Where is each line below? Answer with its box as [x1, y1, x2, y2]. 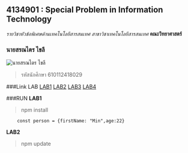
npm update [20, 140, 51, 148]
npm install [20, 106, 49, 113]
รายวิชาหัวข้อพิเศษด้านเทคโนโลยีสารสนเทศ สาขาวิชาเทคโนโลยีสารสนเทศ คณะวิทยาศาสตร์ [6, 30, 182, 37]
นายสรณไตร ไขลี [6, 45, 45, 53]
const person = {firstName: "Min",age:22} [17, 118, 125, 124]
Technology [6, 14, 52, 25]
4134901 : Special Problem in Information [6, 5, 163, 15]
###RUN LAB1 [6, 95, 42, 102]
